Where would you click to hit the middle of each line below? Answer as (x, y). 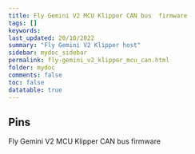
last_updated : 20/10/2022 (51, 38)
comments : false (35, 75)
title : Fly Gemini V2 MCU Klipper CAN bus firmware (98, 16)
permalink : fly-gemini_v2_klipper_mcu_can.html (89, 61)
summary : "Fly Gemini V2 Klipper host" (75, 45)
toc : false (26, 82)
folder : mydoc (32, 68)
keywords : (25, 30)
